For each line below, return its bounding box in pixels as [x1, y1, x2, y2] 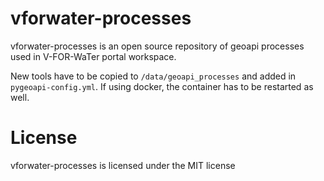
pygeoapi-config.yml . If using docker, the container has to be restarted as [10, 80, 314, 92]
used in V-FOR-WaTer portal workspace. [10, 50, 177, 62]
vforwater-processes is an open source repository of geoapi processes [10, 40, 305, 52]
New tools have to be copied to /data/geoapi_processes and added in [10, 70, 297, 82]
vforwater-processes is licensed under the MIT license [10, 159, 236, 171]
